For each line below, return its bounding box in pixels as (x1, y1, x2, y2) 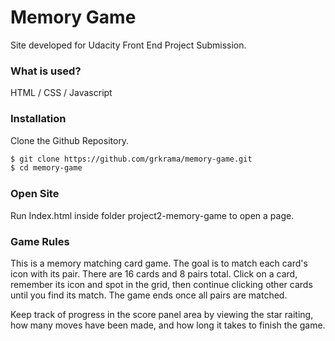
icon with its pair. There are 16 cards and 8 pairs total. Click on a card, (10, 267, 298, 280)
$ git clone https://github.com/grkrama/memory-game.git (10, 154, 253, 164)
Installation (10, 112, 67, 126)
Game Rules (10, 234, 70, 248)
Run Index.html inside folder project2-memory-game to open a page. (10, 209, 295, 221)
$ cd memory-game (10, 163, 83, 173)
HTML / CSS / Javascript (10, 87, 113, 99)
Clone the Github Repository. (10, 134, 130, 146)
